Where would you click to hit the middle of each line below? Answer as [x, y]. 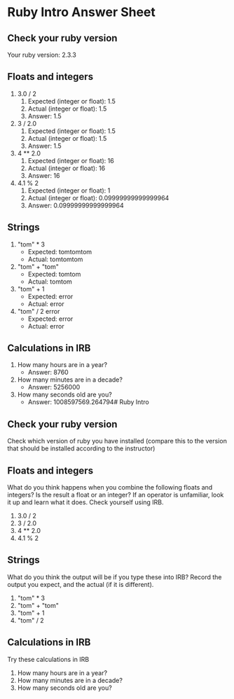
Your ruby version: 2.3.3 [42, 55]
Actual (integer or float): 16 [67, 168]
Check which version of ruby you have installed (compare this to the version [117, 441]
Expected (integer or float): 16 [71, 160]
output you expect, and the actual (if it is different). [81, 584]
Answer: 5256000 [54, 387]
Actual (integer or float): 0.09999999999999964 [98, 198]
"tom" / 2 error [39, 311]
